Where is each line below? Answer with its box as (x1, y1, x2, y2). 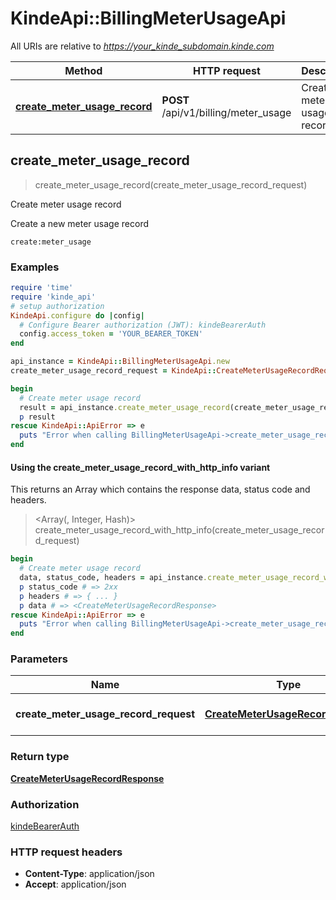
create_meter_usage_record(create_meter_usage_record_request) (34, 178, 308, 191)
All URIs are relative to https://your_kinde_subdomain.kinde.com (10, 40, 275, 52)
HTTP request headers (10, 845, 123, 859)
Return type (10, 750, 70, 764)
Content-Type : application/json (24, 868, 155, 880)
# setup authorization (10, 301, 105, 311)
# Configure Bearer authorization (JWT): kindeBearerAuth (19, 320, 267, 330)
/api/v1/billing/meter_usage (161, 105, 292, 119)
